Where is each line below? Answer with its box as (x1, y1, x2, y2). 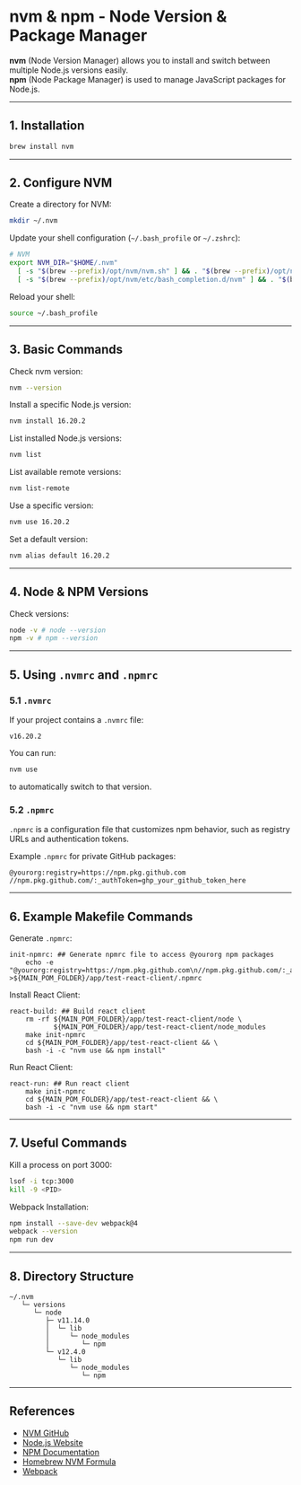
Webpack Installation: (9, 1201, 90, 1212)
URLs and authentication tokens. (9, 833, 130, 845)
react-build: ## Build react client (9, 1006, 146, 1015)
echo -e (25, 958, 54, 967)
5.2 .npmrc (9, 804, 55, 816)
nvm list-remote (9, 484, 70, 493)
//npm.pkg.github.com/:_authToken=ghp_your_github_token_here (9, 876, 246, 885)
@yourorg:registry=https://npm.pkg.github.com (9, 868, 186, 877)
